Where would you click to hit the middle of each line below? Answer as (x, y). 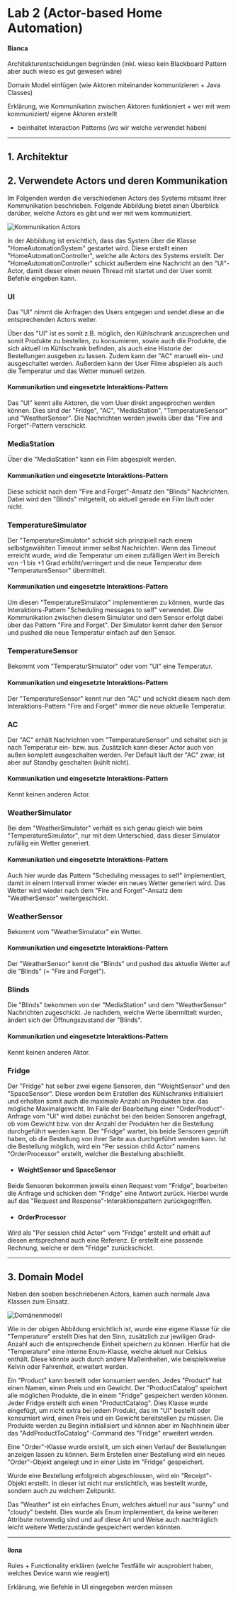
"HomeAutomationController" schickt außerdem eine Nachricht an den (110, 263)
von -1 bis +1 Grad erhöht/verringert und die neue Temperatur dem (105, 562)
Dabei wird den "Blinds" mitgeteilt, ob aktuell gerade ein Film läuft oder (111, 499)
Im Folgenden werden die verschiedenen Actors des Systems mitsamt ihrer (117, 198)
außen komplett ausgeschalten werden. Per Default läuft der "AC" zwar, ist (116, 755)
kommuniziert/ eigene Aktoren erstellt (62, 114)
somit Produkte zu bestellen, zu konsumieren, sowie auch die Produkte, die (117, 340)
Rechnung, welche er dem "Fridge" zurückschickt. (81, 1248)
